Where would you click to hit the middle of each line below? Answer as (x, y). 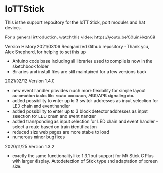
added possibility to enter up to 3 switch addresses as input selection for (85, 100)
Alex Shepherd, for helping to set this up (45, 52)
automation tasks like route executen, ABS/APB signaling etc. (73, 96)
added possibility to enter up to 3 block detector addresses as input (80, 111)
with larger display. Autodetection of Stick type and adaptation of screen (85, 161)
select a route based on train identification (54, 126)
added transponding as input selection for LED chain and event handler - (85, 121)
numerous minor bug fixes (38, 137)
